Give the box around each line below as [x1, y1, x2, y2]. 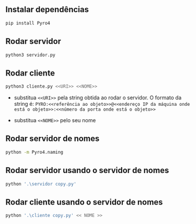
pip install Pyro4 [5, 20, 50, 26]
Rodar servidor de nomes [5, 134, 100, 144]
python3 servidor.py [5, 52, 56, 58]
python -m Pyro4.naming [5, 149, 64, 155]
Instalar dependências [5, 5, 89, 15]
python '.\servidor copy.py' [5, 181, 77, 187]
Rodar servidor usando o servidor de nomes [5, 166, 169, 175]
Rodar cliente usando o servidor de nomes [5, 197, 163, 207]
